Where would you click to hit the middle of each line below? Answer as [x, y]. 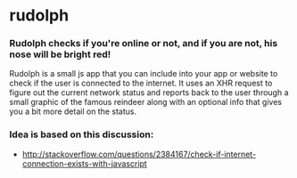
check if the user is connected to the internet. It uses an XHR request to [141, 83]
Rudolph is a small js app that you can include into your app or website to [144, 74]
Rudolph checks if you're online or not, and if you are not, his [144, 44]
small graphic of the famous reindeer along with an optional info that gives [146, 102]
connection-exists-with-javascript [84, 163]
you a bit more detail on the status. [73, 111]
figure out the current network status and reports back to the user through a [149, 93]
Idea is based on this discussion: [82, 134]
